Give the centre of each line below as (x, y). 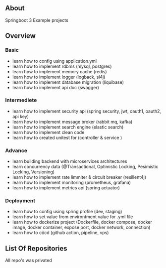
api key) (20, 116)
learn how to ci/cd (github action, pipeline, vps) (60, 233)
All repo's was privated (28, 261)
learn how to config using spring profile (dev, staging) (67, 212)
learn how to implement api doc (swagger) (55, 87)
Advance (16, 150)
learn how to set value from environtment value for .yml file (73, 217)
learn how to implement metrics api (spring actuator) (66, 188)
